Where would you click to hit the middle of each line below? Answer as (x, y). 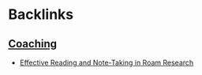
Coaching (33, 44)
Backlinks (41, 15)
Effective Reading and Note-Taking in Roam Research (107, 62)
